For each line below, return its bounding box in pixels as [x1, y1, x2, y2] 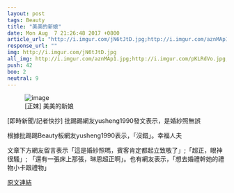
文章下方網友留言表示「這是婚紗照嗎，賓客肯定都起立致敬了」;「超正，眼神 [7, 146, 223, 155]
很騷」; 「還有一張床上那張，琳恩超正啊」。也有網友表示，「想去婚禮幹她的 [7, 155, 219, 163]
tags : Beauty [7, 17, 45, 24]
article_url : [7, 36, 45, 43]
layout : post [7, 10, 45, 17]
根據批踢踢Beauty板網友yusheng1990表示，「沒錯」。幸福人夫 [7, 131, 182, 140]
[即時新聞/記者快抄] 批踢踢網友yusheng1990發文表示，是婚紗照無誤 [7, 117, 201, 125]
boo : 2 [7, 68, 26, 75]
